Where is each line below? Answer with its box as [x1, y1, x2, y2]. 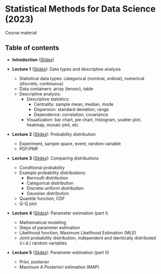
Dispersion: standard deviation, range [33, 106, 109, 112]
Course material [5, 30, 37, 35]
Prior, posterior [19, 258, 49, 265]
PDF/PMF [19, 145, 39, 151]
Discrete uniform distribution [26, 185, 84, 191]
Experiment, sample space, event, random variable [19, 141, 121, 146]
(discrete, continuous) [19, 81, 64, 86]
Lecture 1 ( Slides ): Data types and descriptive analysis [12, 66, 121, 72]
